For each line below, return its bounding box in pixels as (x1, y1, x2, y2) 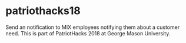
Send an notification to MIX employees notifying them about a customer (5, 24, 180, 31)
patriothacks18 (5, 4, 81, 18)
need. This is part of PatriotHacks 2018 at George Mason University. (5, 29, 171, 37)
